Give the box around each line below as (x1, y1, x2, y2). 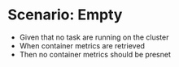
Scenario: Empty (7, 6, 123, 24)
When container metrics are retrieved (19, 40, 146, 50)
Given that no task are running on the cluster (19, 32, 169, 42)
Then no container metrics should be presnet (19, 49, 172, 59)
